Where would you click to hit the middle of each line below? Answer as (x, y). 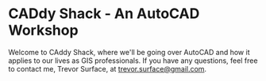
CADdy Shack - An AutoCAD (104, 14)
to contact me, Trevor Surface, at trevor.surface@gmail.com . (108, 68)
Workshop (43, 30)
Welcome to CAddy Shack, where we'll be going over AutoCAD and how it (129, 52)
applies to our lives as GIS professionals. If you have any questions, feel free (133, 61)
